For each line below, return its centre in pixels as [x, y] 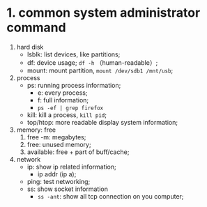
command [37, 28]
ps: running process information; [74, 85]
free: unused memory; [59, 144]
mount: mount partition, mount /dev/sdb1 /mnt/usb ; [100, 70]
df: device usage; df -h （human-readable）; [92, 62]
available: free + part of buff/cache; [78, 152]
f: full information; [63, 100]
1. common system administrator [103, 13]
